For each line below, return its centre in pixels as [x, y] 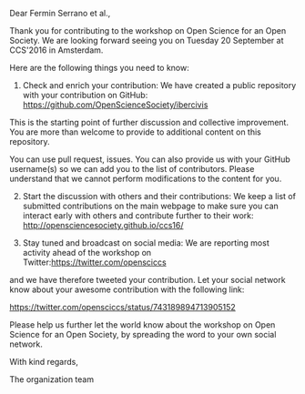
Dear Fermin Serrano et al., [60, 13]
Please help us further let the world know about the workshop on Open [142, 325]
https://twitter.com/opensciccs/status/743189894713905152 [123, 307]
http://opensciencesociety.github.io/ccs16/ [103, 225]
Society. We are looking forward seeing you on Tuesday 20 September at [147, 40]
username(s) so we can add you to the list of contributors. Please [132, 169]
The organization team [51, 379]
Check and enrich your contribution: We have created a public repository [159, 85]
